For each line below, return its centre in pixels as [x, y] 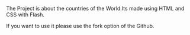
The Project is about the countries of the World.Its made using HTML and [95, 8]
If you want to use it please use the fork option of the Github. [80, 26]
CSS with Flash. [25, 15]
